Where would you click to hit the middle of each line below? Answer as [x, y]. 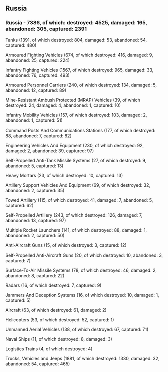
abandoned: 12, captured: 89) [36, 90]
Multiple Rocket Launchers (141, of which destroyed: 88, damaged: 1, [76, 230]
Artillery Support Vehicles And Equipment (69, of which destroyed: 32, [78, 185]
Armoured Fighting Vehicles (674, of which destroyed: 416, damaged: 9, [79, 55]
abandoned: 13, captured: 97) [36, 220]
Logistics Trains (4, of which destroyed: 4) [49, 349]
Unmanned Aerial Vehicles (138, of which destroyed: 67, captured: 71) [77, 329]
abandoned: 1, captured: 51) [34, 120]
